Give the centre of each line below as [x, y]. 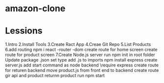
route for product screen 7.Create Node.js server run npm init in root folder [80, 55]
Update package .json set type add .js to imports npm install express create [81, 60]
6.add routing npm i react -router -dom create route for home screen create [81, 50]
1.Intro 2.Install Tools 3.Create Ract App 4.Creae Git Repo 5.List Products [78, 44]
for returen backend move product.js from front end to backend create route [82, 70]
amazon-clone [35, 9]
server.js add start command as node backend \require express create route [82, 65]
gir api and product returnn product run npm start [55, 76]
